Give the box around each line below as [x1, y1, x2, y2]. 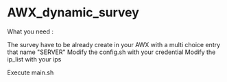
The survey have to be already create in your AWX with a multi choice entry [7, 40, 221, 49]
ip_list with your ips [7, 55, 62, 63]
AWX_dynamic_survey [7, 5, 139, 20]
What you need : [7, 27, 53, 36]
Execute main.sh [7, 68, 54, 77]
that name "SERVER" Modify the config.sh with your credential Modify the [7, 48, 216, 56]
